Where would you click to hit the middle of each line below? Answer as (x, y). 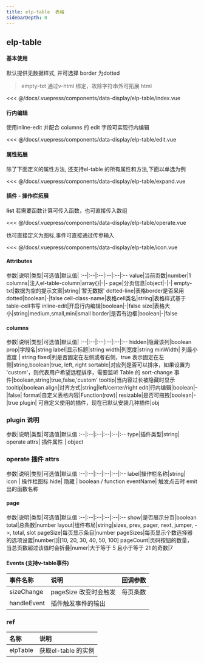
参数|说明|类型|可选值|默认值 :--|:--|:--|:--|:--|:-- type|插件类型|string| (93, 435)
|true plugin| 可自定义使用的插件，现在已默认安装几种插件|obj (83, 403)
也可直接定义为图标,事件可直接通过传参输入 (60, 235)
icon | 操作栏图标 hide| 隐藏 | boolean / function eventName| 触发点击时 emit (102, 481)
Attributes (19, 261)
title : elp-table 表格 (36, 12)
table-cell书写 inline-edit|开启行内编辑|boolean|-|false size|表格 (86, 306)
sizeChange (26, 592)
